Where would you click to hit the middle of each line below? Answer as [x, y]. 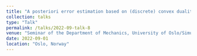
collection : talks [28, 17]
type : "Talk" [22, 22]
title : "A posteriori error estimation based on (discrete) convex [90, 11]
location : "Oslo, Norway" [38, 44]
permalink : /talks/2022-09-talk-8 [48, 28]
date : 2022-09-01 [27, 38]
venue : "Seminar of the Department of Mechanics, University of [86, 33]
